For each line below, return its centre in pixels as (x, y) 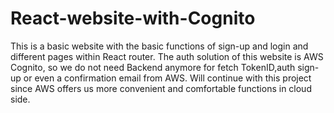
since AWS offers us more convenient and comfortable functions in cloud (161, 88)
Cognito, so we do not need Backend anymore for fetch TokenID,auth (153, 67)
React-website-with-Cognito (133, 18)
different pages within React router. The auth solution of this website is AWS (167, 56)
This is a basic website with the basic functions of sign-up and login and (159, 46)
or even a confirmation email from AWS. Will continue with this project (167, 78)
